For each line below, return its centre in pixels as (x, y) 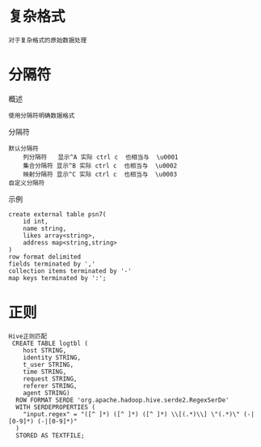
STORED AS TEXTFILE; (50, 435)
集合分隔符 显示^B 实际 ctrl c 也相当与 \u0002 (100, 166)
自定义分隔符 (27, 183)
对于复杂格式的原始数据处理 (48, 40)
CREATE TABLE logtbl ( (50, 343)
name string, (45, 228)
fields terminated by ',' (52, 264)
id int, (36, 221)
